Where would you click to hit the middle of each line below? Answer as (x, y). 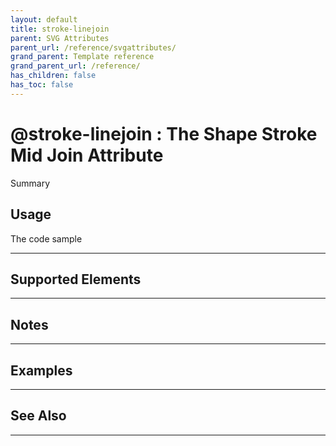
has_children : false (53, 76)
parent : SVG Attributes (60, 38)
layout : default (44, 19)
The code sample (46, 238)
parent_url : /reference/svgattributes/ (93, 47)
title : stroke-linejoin (60, 29)
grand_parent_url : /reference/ (75, 66)
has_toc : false (42, 85)
